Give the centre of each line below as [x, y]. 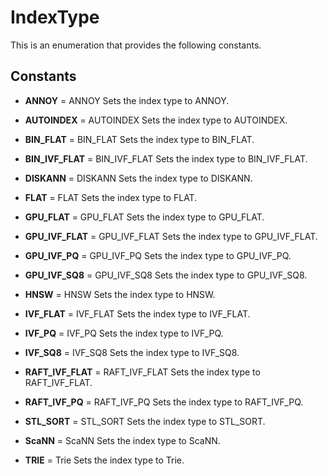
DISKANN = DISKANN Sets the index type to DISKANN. [138, 178]
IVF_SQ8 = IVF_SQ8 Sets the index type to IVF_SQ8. [132, 352]
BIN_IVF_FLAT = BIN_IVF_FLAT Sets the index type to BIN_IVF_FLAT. [166, 158]
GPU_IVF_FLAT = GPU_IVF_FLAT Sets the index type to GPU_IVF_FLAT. [171, 236]
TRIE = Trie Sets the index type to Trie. [104, 460]
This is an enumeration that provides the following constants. [136, 45]
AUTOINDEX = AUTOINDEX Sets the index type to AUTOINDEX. [156, 120]
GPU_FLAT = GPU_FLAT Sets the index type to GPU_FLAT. [144, 217]
